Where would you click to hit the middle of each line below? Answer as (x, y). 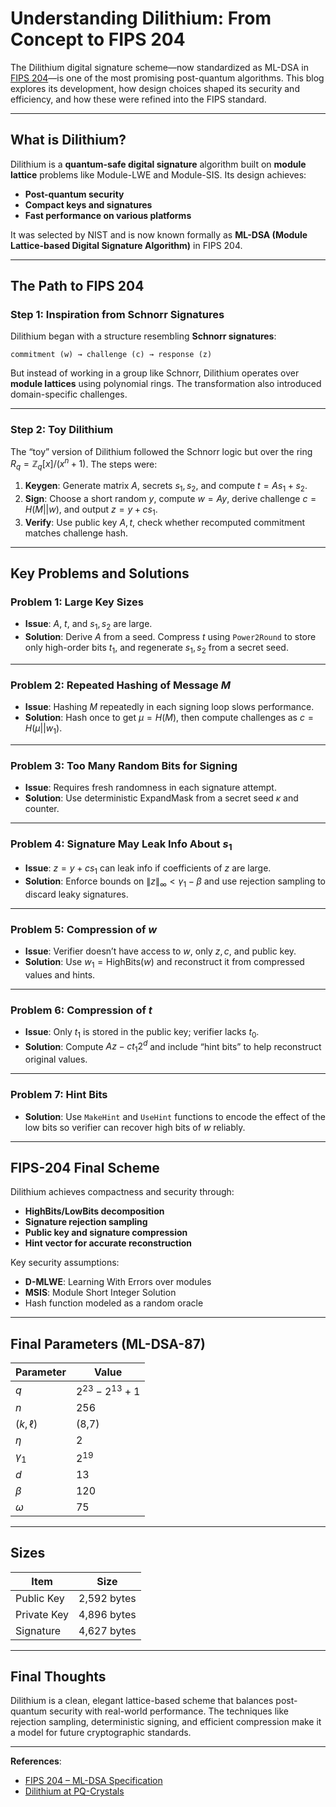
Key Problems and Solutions (100, 573)
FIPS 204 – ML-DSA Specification (93, 1781)
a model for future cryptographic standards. (101, 1733)
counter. (42, 809)
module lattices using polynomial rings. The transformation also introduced (166, 384)
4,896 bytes (107, 1614)
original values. (56, 1059)
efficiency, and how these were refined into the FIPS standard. (138, 99)
